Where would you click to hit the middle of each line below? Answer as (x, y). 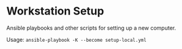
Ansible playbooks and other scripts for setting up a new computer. (91, 28)
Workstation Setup (55, 11)
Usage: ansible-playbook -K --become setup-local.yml (77, 39)
